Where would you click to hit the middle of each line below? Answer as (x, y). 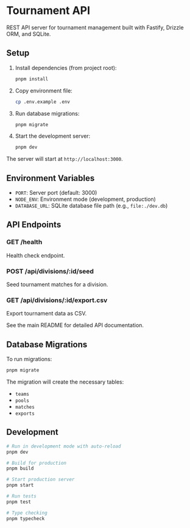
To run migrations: (29, 359)
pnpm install (32, 79)
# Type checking (27, 513)
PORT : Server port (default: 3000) (56, 193)
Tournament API (48, 11)
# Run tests (21, 496)
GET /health (24, 242)
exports (25, 414)
